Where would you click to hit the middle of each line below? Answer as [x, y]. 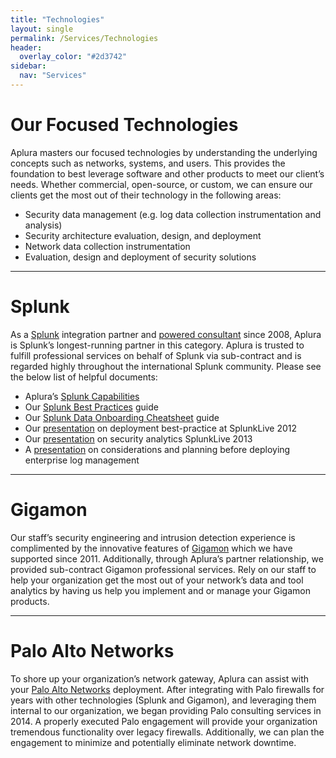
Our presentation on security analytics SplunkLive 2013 [138, 438]
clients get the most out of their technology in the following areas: [146, 195]
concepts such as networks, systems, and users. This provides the [148, 163]
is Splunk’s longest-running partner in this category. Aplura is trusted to [157, 345]
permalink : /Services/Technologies [84, 38]
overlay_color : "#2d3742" [73, 57]
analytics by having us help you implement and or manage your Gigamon [160, 590]
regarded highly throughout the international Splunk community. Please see [166, 366]
